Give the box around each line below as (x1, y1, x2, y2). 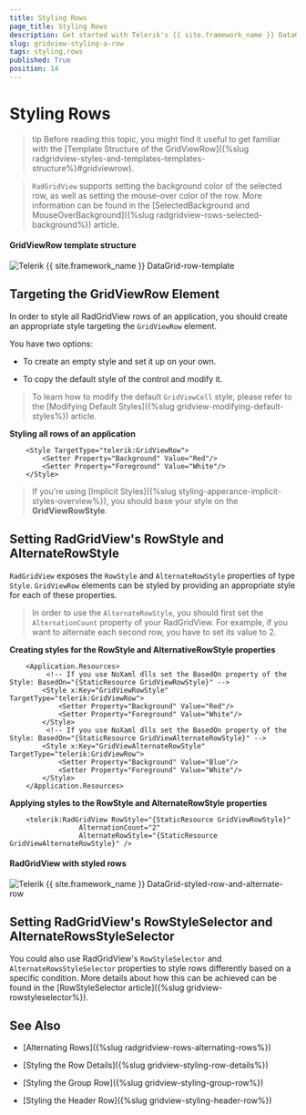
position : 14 (9, 65, 59, 74)
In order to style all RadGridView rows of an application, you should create (9, 311, 289, 322)
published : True (9, 56, 71, 65)
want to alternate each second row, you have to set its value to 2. (31, 626, 277, 637)
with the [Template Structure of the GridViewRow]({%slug (31, 143, 250, 154)
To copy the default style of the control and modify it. (22, 373, 223, 384)
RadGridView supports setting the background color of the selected (31, 180, 282, 191)
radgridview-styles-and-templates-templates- (31, 152, 206, 164)
